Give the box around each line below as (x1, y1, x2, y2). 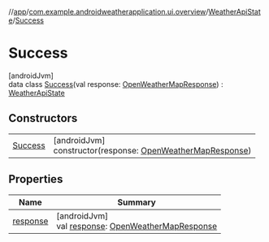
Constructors (8, 111, 78, 125)
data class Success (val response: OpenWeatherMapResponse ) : (8, 79, 223, 89)
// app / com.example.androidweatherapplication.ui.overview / (8, 7, 209, 16)
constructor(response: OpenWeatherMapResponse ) (53, 145, 252, 156)
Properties (8, 172, 63, 186)
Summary (117, 197, 156, 208)
